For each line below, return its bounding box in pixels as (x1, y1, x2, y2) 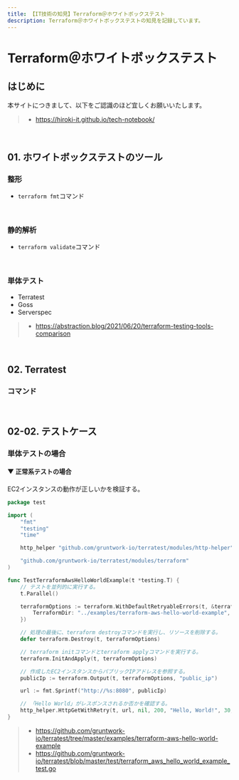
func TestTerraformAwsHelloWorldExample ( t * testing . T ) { (7, 576, 180, 584)
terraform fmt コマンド (17, 192, 85, 200)
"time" (20, 531, 40, 539)
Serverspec (17, 308, 52, 316)
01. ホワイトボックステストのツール (7, 151, 163, 163)
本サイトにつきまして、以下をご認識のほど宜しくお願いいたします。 (7, 100, 206, 109)
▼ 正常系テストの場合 (7, 467, 72, 476)
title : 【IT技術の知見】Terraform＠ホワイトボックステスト (7, 10, 166, 18)
